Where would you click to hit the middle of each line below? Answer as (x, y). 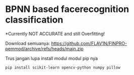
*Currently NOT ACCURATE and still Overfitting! (55, 33)
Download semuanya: (28, 43)
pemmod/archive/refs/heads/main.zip (45, 48)
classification (34, 20)
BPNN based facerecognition (67, 9)
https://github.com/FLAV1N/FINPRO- (89, 43)
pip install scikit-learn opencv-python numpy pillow (63, 67)
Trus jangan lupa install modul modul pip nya (52, 58)
